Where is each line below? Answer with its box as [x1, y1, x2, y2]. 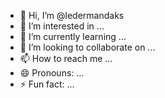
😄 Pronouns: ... [19, 67, 85, 79]
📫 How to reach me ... [19, 53, 113, 64]
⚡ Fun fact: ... [19, 78, 75, 90]
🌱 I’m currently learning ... [19, 31, 127, 42]
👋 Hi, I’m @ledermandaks [19, 10, 125, 21]
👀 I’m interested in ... [19, 20, 105, 32]
